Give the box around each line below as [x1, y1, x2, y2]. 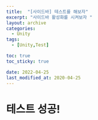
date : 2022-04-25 [6, 69, 49, 75]
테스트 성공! [6, 102, 61, 116]
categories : [6, 25, 36, 32]
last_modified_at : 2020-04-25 [6, 75, 81, 81]
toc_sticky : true [6, 58, 49, 64]
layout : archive [6, 20, 46, 26]
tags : [6, 36, 20, 42]
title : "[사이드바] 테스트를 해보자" [6, 8, 88, 15]
